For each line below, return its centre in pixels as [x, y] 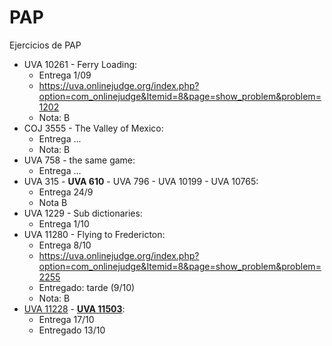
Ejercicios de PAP [45, 45]
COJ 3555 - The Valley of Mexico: [93, 128]
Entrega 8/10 [65, 245]
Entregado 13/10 [72, 330]
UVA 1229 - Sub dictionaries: [83, 213]
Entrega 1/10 [64, 223]
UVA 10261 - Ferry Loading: [80, 64]
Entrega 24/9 [66, 192]
